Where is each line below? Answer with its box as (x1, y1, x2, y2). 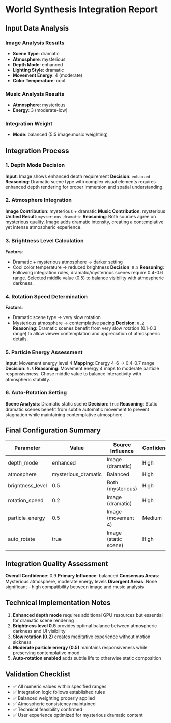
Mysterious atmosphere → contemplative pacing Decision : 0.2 (12, 320, 144, 326)
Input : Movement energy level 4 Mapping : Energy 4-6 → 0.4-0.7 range (5, 360, 155, 366)
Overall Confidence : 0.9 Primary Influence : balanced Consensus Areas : (5, 573, 159, 579)
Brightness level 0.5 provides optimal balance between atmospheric (12, 623, 157, 629)
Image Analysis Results (5, 39, 65, 46)
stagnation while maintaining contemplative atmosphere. (5, 411, 124, 418)
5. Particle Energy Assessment (5, 349, 83, 356)
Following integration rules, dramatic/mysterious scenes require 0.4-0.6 (12, 269, 163, 275)
